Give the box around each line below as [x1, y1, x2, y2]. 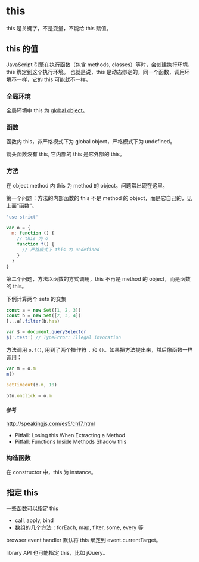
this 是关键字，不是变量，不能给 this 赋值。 [6, 24, 112, 32]
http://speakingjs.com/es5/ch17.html [6, 420, 95, 427]
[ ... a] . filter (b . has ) [6, 318, 60, 324]
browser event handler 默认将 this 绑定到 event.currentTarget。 [6, 536, 161, 543]
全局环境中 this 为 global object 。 [6, 107, 88, 114]
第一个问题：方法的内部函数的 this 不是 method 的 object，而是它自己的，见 [6, 194, 192, 201]
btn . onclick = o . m [6, 392, 52, 398]
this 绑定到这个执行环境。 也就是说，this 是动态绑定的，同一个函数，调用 [6, 68, 185, 75]
